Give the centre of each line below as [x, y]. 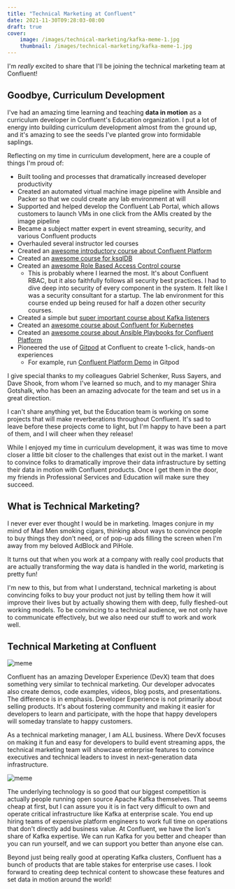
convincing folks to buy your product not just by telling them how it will [109, 595]
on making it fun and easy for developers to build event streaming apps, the [116, 742]
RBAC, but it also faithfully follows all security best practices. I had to [127, 280]
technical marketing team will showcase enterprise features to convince [111, 750]
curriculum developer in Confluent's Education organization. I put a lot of [112, 120]
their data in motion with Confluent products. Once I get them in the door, [113, 470]
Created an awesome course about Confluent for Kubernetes [105, 325]
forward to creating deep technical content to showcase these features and [116, 872]
